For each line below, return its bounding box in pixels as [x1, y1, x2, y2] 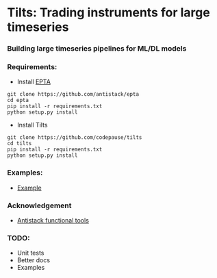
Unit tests [16, 249, 44, 257]
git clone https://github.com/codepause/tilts [7, 134, 142, 141]
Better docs [16, 256, 50, 264]
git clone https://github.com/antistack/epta [7, 91, 139, 98]
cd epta [7, 97, 29, 104]
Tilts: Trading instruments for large [7, 5, 210, 21]
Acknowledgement [7, 201, 72, 210]
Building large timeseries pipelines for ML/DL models [7, 44, 187, 53]
